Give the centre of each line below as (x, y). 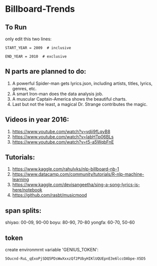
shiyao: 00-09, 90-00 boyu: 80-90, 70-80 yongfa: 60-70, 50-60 (70, 222)
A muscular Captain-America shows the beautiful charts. (69, 99)
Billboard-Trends (40, 9)
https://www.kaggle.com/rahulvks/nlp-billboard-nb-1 (65, 169)
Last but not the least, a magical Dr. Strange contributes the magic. (80, 104)
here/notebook (27, 190)
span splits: (23, 210)
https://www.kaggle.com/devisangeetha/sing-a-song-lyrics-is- (76, 185)
